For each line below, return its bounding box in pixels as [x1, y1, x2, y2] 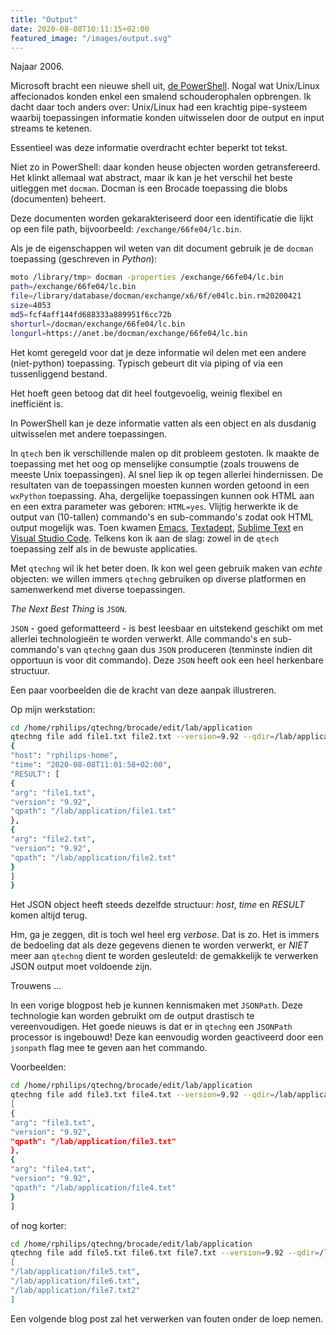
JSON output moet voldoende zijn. [10, 961, 153, 973]
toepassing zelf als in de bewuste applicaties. [10, 542, 198, 555]
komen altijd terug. [10, 909, 88, 921]
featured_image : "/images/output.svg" [10, 33, 172, 43]
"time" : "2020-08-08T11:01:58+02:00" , [10, 760, 172, 770]
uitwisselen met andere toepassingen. [10, 427, 168, 440]
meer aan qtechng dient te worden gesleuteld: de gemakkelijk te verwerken [10, 950, 319, 962]
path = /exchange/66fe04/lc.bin [10, 282, 137, 292]
